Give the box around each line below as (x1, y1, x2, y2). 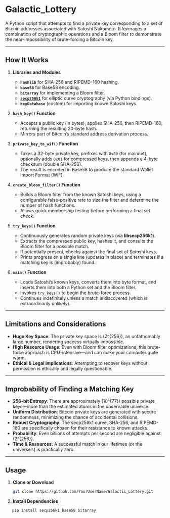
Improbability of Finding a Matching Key (5, 385, 134, 393)
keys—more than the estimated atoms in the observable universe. (12, 403, 150, 410)
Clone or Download (12, 479, 54, 486)
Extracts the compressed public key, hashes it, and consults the (20, 238, 153, 244)
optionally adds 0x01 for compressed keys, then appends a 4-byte (20, 156, 158, 162)
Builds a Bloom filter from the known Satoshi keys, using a (20, 191, 142, 198)
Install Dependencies (12, 498, 58, 504)
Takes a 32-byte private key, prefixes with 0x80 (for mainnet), (20, 150, 148, 156)
